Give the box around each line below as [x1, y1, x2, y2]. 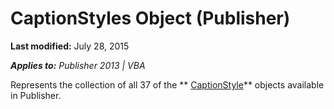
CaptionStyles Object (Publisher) [10, 7, 291, 30]
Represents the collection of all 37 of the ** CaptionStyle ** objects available [10, 78, 325, 91]
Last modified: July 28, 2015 [10, 40, 130, 52]
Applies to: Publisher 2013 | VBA [10, 59, 146, 71]
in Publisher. [10, 89, 62, 101]
